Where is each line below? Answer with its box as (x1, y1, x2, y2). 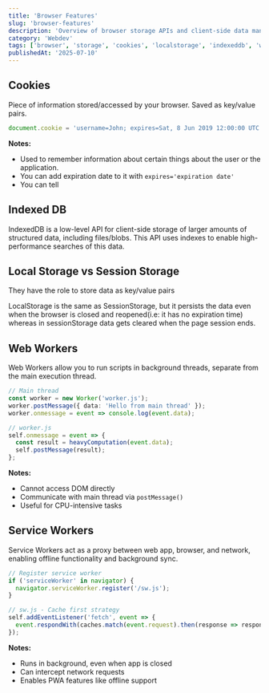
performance (8, 241, 52, 251)
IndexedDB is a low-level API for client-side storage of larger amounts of (8, 224, 247, 233)
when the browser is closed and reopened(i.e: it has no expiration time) (8, 310, 243, 319)
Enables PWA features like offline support (19, 675, 158, 685)
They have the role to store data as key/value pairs (8, 286, 175, 295)
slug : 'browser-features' (8, 19, 94, 27)
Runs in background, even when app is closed (19, 659, 172, 668)
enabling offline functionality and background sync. (8, 553, 179, 563)
